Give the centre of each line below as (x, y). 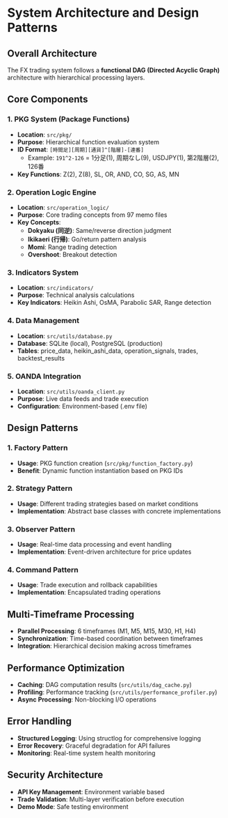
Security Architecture (55, 775)
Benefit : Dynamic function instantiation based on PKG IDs (100, 470)
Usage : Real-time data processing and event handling (95, 545)
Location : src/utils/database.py (65, 335)
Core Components (48, 99)
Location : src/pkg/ (44, 135)
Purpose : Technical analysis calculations (76, 295)
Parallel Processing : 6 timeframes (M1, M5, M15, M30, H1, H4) (106, 631)
